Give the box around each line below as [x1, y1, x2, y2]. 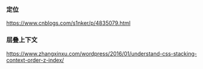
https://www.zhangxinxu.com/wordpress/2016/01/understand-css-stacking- [6, 50, 197, 57]
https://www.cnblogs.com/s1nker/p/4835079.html [6, 19, 131, 27]
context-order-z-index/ [6, 56, 64, 64]
